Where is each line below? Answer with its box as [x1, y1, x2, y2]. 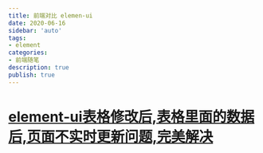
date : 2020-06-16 [8, 19, 66, 27]
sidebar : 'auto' [8, 26, 62, 34]
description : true [8, 64, 69, 72]
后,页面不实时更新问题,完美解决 [8, 127, 214, 146]
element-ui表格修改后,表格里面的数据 [8, 108, 255, 126]
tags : [8, 33, 26, 42]
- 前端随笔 [8, 57, 40, 65]
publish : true [8, 71, 56, 79]
